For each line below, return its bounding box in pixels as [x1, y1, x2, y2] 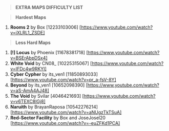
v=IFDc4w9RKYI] [10, 66, 47, 72]
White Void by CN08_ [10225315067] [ [10, 60, 92, 66]
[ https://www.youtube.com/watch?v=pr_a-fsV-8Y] [10, 77, 116, 82]
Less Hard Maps [15, 39, 51, 46]
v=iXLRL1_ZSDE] [10, 30, 45, 35]
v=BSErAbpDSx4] [10, 55, 48, 61]
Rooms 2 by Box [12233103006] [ [10, 24, 81, 30]
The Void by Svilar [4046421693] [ [10, 93, 84, 99]
